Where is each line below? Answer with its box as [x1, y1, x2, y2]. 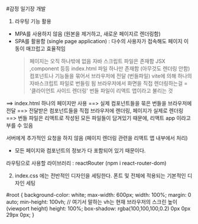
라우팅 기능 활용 [14, 18, 51, 25]
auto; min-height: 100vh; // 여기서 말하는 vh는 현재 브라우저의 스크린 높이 [6, 199, 178, 205]
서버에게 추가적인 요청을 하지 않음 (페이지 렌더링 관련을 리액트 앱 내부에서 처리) [6, 135, 188, 141]
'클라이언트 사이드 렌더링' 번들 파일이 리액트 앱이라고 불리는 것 [29, 87, 173, 94]
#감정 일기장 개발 [6, 5, 46, 12]
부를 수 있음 [6, 122, 34, 129]
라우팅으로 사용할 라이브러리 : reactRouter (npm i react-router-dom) [6, 160, 167, 167]
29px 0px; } [6, 212, 34, 218]
